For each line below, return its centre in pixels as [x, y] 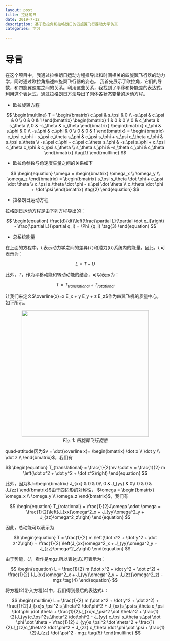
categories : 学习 [23, 29]
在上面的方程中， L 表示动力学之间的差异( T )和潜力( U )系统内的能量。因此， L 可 [85, 248]
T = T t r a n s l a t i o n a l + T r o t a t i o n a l [85, 285]
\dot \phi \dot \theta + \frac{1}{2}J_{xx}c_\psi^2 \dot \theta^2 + [77, 611]
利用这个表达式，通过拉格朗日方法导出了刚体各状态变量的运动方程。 [76, 94]
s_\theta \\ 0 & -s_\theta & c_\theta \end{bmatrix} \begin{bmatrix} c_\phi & [85, 126]
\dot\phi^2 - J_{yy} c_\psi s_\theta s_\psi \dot [114, 617]
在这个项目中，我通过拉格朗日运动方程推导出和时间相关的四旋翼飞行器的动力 [85, 75]
